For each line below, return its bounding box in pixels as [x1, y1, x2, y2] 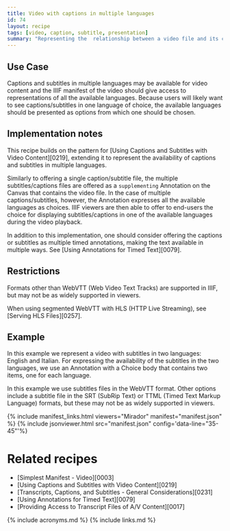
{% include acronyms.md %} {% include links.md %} [7, 516, 156, 524]
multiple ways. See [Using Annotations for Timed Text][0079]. [7, 245, 182, 254]
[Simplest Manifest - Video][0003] [16, 473, 114, 482]
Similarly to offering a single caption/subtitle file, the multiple [7, 174, 179, 182]
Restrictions [7, 265, 60, 277]
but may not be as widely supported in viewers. [7, 291, 141, 299]
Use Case [7, 61, 49, 73]
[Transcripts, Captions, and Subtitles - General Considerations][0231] [16, 488, 214, 497]
